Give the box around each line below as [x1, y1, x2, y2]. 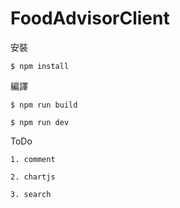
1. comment [10, 154, 56, 164]
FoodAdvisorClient [10, 7, 170, 30]
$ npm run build [10, 100, 78, 110]
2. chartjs [10, 172, 56, 182]
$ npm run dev [10, 117, 70, 127]
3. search [10, 189, 52, 199]
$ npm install [10, 61, 70, 71]
